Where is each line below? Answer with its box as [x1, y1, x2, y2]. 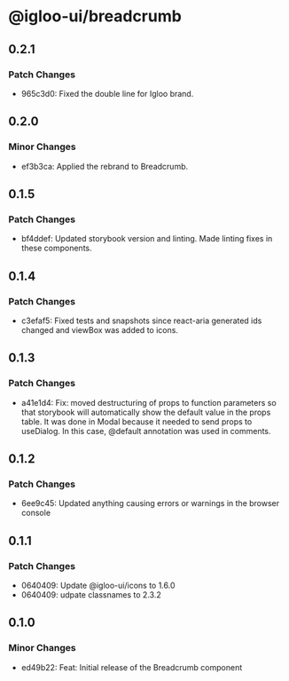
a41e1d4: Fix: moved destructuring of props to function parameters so [20, 397, 277, 408]
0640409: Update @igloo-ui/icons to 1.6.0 [20, 580, 176, 590]
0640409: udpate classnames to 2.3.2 [20, 590, 161, 600]
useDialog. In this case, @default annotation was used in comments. [20, 425, 271, 436]
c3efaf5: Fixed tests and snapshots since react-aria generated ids [20, 315, 262, 326]
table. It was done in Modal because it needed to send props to [20, 416, 253, 427]
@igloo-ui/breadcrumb [8, 6, 183, 27]
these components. [20, 242, 92, 254]
